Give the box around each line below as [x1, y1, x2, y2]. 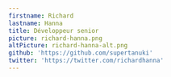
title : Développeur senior [8, 26, 99, 34]
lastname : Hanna [8, 19, 63, 27]
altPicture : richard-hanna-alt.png [8, 42, 128, 50]
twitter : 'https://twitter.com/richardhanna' [8, 57, 164, 65]
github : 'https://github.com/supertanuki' [8, 49, 153, 57]
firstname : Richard [8, 11, 74, 20]
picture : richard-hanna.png [8, 34, 103, 43]
